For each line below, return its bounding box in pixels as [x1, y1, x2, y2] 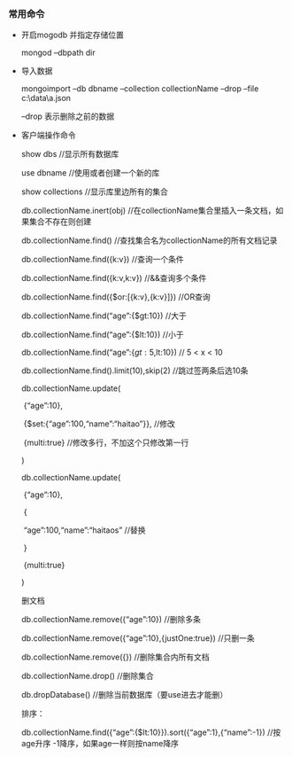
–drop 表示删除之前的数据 [20, 111, 115, 121]
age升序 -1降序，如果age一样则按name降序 [20, 738, 179, 749]
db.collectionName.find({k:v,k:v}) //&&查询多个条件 [20, 273, 207, 284]
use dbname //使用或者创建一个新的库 [20, 168, 160, 178]
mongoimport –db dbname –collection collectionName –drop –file [20, 83, 259, 94]
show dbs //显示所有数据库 [20, 149, 119, 160]
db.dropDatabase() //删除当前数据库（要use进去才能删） [20, 690, 228, 700]
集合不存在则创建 [28, 216, 92, 227]
